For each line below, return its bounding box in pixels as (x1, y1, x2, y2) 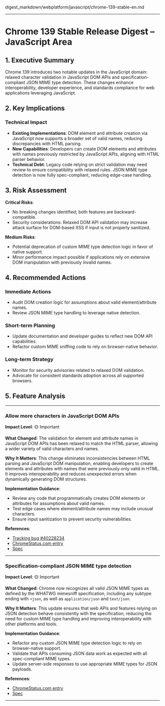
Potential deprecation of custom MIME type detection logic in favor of (12, 244, 153, 249)
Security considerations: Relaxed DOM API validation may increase (12, 219, 148, 225)
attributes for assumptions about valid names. (12, 500, 106, 506)
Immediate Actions (5, 288, 52, 295)
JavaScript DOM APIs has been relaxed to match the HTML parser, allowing (5, 440, 158, 446)
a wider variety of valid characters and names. (5, 445, 99, 452)
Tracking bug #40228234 (12, 535, 65, 541)
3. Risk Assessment (5, 186, 67, 195)
